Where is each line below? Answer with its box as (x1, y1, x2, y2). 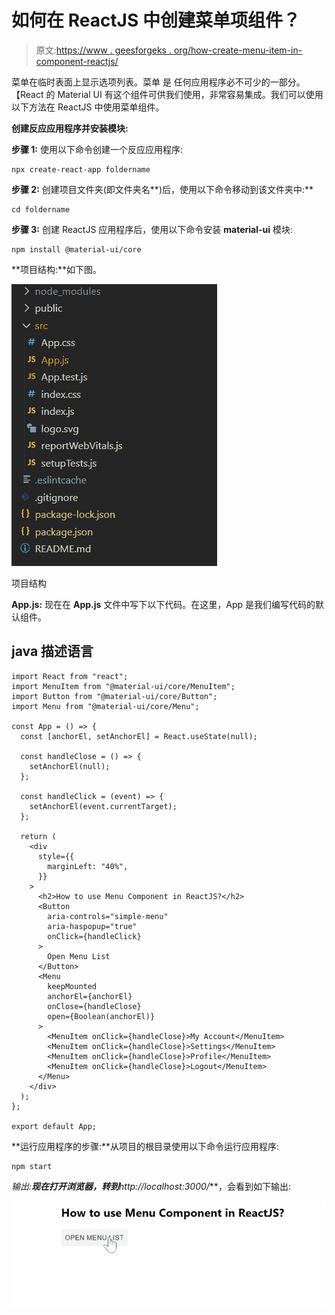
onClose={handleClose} (47, 1001, 142, 1011)
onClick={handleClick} (47, 931, 142, 941)
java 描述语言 (11, 643, 94, 660)
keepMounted (47, 981, 98, 991)
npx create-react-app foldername (11, 164, 151, 175)
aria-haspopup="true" (47, 921, 138, 931)
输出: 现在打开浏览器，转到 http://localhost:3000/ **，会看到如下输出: (11, 1180, 291, 1192)
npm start (11, 1161, 53, 1171)
